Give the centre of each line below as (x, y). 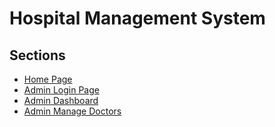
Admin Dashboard (61, 100)
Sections (37, 55)
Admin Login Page (61, 90)
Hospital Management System (137, 18)
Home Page (48, 79)
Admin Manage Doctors (72, 111)
